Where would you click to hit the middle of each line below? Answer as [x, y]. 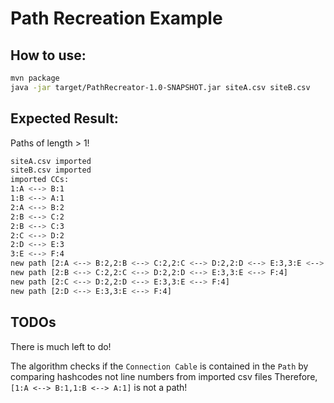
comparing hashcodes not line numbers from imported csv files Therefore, [164, 376]
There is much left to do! [61, 346]
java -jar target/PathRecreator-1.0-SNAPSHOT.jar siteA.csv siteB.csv [160, 87]
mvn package [35, 78]
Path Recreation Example [116, 18]
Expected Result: [64, 118]
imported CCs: [40, 180]
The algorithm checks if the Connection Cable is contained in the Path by [159, 366]
